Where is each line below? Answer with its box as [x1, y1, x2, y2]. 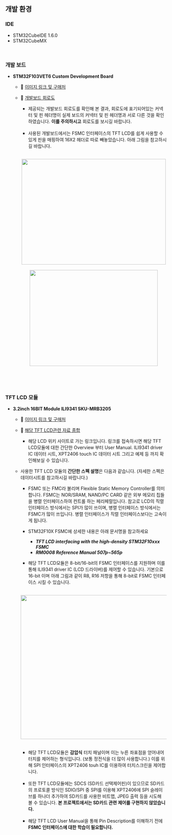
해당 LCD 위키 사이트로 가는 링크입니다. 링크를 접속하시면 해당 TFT [28, 438, 162, 444]
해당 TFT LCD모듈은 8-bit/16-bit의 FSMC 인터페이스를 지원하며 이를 [28, 560, 165, 566]
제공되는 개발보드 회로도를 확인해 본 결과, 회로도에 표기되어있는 [28, 105, 154, 112]
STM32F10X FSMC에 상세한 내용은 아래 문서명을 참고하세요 [28, 528, 148, 534]
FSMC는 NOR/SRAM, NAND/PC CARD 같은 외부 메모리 [43, 492, 155, 498]
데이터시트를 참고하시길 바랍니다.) [20, 475, 88, 481]
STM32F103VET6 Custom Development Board [12, 73, 114, 79]
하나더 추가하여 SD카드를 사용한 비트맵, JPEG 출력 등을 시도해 [37, 793, 162, 800]
